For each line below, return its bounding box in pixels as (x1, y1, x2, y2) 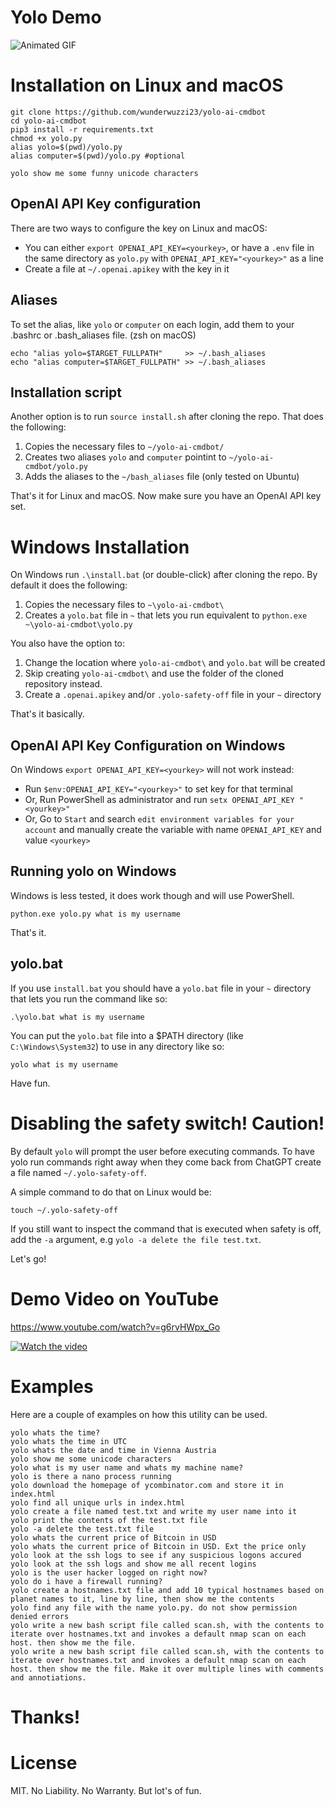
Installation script (10, 384, 122, 401)
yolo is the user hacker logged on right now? (10, 1567, 208, 1578)
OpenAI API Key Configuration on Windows (10, 737, 286, 754)
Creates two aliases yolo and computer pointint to (24, 451, 227, 463)
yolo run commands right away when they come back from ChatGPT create (10, 1156, 322, 1168)
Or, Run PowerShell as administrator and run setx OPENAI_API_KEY (24, 794, 295, 806)
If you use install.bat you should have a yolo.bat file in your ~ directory (10, 982, 312, 994)
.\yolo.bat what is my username (10, 1012, 145, 1022)
